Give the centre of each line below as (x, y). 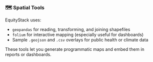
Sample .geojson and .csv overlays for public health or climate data (80, 40)
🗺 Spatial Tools (25, 7)
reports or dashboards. (28, 55)
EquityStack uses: (23, 20)
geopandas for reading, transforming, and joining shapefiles (71, 30)
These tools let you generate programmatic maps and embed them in (75, 49)
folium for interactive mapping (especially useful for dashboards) (78, 35)
